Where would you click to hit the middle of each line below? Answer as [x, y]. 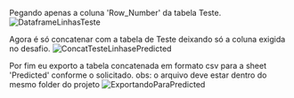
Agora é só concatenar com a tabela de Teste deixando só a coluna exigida [147, 39]
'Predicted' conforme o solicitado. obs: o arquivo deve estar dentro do [138, 75]
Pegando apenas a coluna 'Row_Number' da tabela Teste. [115, 13]
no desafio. [30, 49]
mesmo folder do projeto [55, 84]
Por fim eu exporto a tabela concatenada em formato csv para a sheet [138, 66]
